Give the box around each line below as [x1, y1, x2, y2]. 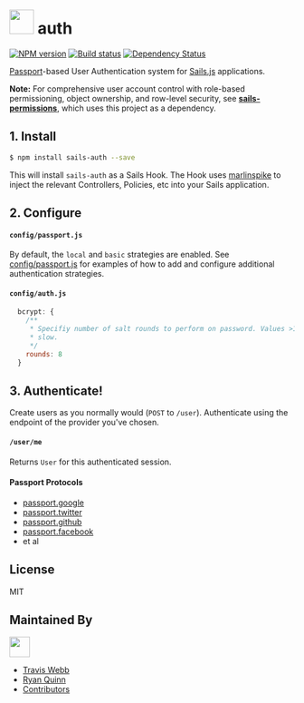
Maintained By [9, 612, 93, 628]
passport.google [22, 497, 84, 508]
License [9, 562, 55, 578]
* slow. [29, 333, 59, 342]
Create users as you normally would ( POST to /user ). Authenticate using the [9, 407, 289, 418]
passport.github [22, 516, 82, 527]
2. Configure [9, 205, 82, 221]
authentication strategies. [9, 269, 105, 279]
